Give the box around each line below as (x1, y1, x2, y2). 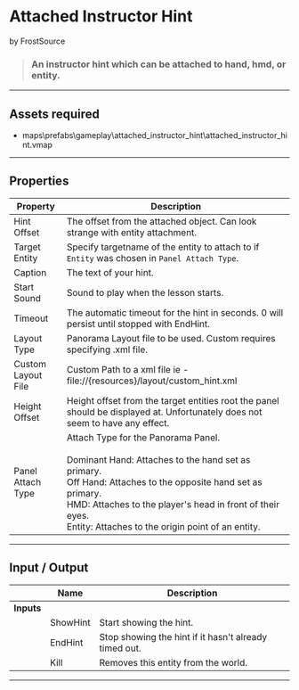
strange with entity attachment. (66, 226, 198, 238)
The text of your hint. (66, 266, 154, 278)
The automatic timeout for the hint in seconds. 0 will (66, 306, 284, 318)
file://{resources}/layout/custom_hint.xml (66, 374, 238, 387)
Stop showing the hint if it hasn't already (99, 630, 268, 643)
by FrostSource (9, 36, 66, 46)
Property (16, 200, 55, 212)
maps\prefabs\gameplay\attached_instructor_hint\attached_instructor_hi (21, 130, 287, 141)
